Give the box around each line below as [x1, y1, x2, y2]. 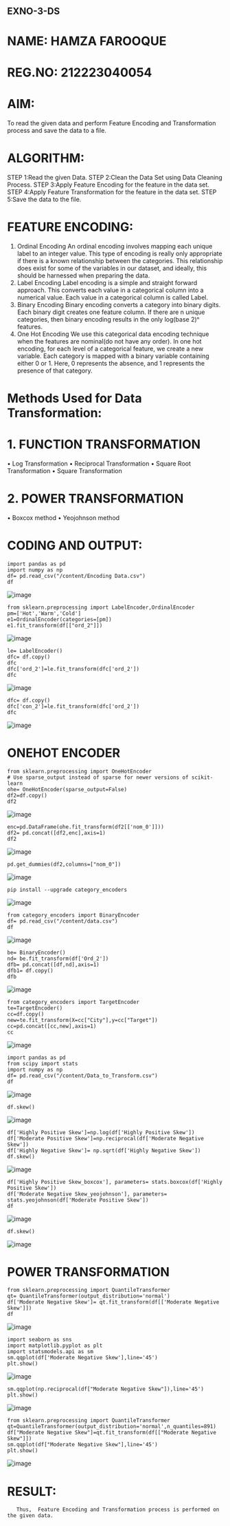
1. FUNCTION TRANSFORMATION [7, 437, 201, 452]
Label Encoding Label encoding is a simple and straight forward [16, 278, 198, 286]
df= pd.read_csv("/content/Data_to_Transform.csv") [7, 1072, 158, 1079]
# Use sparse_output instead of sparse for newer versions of [7, 774, 189, 781]
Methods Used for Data [7, 390, 142, 406]
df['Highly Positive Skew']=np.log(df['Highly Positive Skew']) [7, 1129, 195, 1136]
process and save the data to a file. [7, 126, 106, 134]
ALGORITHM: [7, 150, 84, 166]
